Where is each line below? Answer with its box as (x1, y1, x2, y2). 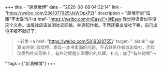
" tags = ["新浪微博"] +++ (5, 60, 56, 66)
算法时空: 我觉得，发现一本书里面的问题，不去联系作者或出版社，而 (16, 45, 151, 50)
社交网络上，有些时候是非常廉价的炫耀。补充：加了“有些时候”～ (29, 50, 157, 56)
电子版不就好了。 (5, 28, 39, 34)
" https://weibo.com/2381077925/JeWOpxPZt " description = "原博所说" (5, 10, 147, 16)
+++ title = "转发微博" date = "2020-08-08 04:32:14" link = (5, 4, 123, 10)
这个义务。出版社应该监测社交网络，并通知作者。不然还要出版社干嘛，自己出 (5, 22, 158, 28)
